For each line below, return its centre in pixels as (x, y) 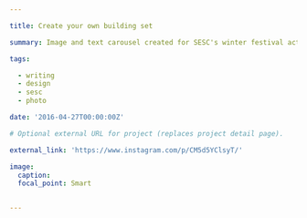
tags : (20, 59)
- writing (36, 75)
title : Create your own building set (81, 26)
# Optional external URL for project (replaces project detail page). (147, 133)
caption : (34, 175)
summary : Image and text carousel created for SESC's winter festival (147, 42)
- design (34, 84)
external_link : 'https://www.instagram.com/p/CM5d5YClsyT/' (127, 150)
